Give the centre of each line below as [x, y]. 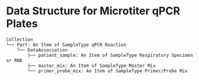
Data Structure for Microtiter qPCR [93, 11]
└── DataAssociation [42, 50]
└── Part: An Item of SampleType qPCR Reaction [66, 45]
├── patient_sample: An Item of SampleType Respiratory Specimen [111, 55]
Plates [22, 24]
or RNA [14, 60]
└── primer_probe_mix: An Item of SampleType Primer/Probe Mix [108, 71]
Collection [20, 39]
